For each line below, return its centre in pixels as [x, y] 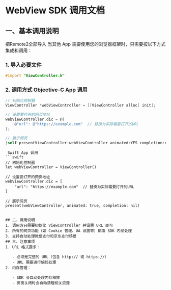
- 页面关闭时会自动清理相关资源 [41, 283]
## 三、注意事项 [20, 242]
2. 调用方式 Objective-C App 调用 [46, 90]
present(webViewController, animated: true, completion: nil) [73, 206]
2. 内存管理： [18, 268]
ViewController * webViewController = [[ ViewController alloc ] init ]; [81, 106]
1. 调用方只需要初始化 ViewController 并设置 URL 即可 [59, 226]
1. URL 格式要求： [23, 247]
